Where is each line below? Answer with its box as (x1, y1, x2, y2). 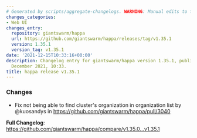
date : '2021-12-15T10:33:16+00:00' (6, 52, 93, 58)
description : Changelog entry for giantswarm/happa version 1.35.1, (6, 58, 177, 63)
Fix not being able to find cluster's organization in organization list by (14, 101, 182, 109)
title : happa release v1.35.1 (6, 69, 80, 75)
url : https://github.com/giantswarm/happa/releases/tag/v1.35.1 (11, 36, 172, 42)
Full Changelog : (6, 119, 45, 126)
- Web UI (6, 19, 28, 25)
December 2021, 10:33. (11, 63, 67, 69)
